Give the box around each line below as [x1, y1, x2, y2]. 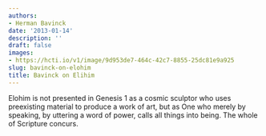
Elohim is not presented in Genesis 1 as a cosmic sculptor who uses [8, 93, 232, 102]
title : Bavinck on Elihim [8, 71, 95, 79]
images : [8, 49, 34, 57]
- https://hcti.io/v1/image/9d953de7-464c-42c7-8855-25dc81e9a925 [8, 57, 235, 65]
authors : [8, 11, 38, 20]
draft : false [8, 42, 52, 50]
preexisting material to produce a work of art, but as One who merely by [8, 102, 246, 111]
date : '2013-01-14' [8, 26, 74, 34]
